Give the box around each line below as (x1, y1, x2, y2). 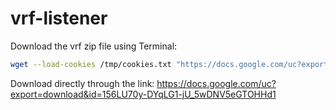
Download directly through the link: (10, 77, 155, 89)
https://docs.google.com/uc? (156, 77, 277, 89)
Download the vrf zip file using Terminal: (10, 40, 178, 52)
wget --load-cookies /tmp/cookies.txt (10, 59, 172, 69)
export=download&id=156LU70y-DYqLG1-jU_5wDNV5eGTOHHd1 (10, 88, 277, 100)
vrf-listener (10, 7, 108, 30)
